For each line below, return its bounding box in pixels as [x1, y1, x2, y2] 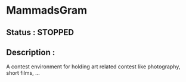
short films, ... [6, 70, 40, 77]
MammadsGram [6, 4, 88, 17]
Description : [6, 47, 55, 57]
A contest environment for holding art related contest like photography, [6, 63, 181, 70]
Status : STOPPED [6, 27, 75, 37]
